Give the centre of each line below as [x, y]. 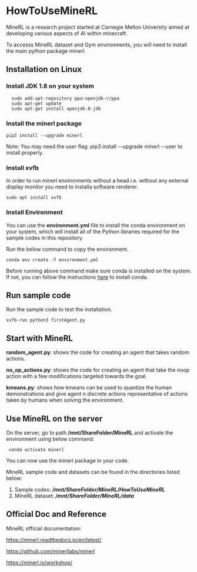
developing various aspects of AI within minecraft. [67, 33]
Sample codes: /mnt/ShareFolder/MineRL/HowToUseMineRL [90, 489]
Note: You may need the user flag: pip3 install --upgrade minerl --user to [94, 146]
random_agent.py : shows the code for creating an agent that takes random [98, 352]
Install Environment [34, 213]
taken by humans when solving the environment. [65, 400]
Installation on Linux [44, 70]
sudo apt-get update [36, 103]
